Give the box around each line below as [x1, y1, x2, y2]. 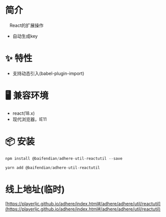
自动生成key [12, 33, 38, 39]
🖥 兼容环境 [5, 90, 49, 102]
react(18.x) [12, 110, 35, 116]
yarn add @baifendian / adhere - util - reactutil [5, 165, 100, 170]
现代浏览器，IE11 [12, 116, 47, 122]
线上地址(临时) [5, 184, 65, 195]
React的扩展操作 [10, 22, 44, 28]
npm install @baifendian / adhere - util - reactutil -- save [5, 156, 123, 161]
